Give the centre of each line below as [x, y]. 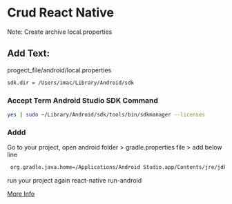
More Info [21, 194]
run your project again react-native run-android [75, 180]
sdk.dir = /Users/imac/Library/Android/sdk [71, 83]
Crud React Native [60, 13]
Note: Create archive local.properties [60, 32]
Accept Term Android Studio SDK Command [83, 100]
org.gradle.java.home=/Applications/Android [75, 167]
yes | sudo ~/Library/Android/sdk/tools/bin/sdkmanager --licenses [106, 114]
